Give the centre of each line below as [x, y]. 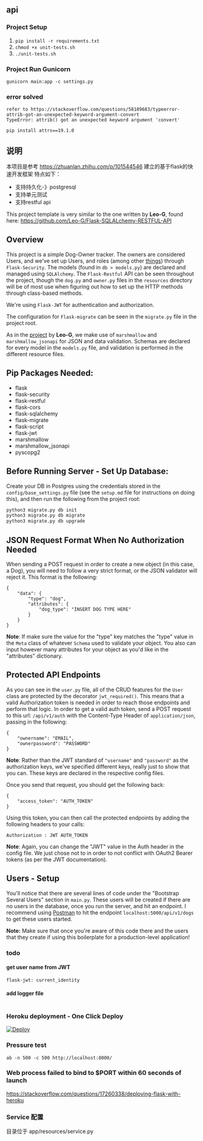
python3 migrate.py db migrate [46, 516]
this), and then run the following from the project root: [73, 499]
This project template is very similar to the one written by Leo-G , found [95, 214]
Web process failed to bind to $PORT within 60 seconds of [94, 1073]
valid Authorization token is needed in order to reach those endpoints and [98, 702]
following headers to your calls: [45, 824]
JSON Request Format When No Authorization [95, 540]
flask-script [29, 426]
